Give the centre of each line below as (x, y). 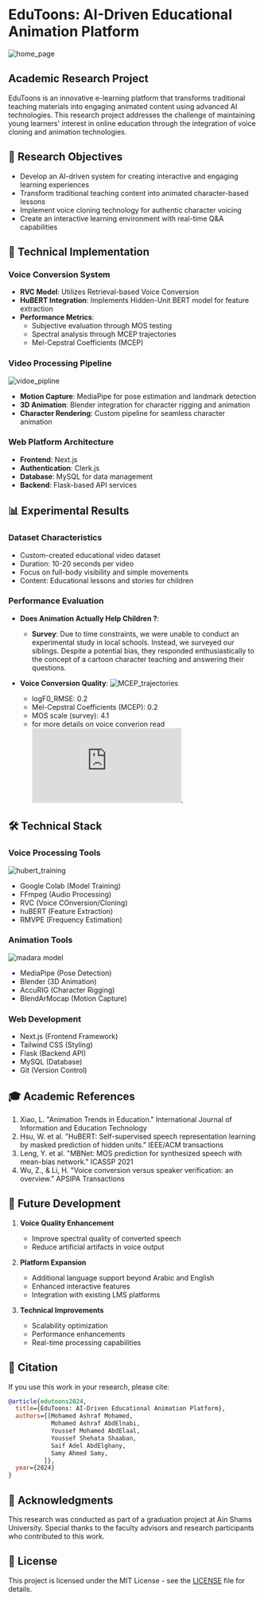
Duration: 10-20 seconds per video (77, 563)
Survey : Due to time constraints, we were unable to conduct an (136, 633)
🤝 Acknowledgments (61, 1500)
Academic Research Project (78, 78)
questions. (49, 668)
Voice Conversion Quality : (64, 683)
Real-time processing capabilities (86, 1342)
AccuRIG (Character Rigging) (67, 990)
